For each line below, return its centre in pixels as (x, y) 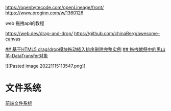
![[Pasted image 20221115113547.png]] (45, 66)
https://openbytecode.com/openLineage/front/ (55, 7)
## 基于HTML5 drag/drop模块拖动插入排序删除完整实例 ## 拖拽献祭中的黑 (83, 49)
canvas (13, 39)
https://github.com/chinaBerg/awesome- (117, 33)
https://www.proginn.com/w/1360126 (44, 13)
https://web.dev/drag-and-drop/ (39, 33)
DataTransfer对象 (30, 56)
